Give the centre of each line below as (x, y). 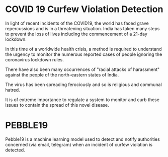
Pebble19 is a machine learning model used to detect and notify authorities (82, 139)
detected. (15, 150)
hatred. (13, 90)
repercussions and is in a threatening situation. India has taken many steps (82, 28)
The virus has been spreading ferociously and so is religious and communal (83, 85)
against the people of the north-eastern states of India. (62, 74)
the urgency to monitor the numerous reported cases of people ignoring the (84, 54)
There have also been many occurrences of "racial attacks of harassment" (82, 69)
